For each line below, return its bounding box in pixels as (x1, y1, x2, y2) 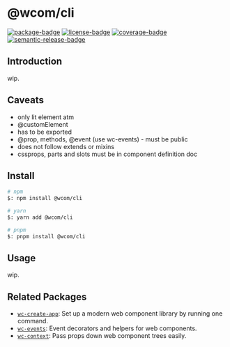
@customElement (17, 120, 68, 128)
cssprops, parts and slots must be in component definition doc (17, 150, 198, 158)
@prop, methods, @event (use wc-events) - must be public (17, 134, 188, 144)
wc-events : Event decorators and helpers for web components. (17, 324, 197, 332)
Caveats (7, 94, 44, 106)
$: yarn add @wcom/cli (7, 214, 73, 221)
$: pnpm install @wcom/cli (7, 233, 86, 240)
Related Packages (7, 291, 87, 302)
